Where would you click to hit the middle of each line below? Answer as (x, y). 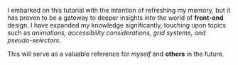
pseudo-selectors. (34, 40)
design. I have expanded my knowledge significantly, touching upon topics (117, 25)
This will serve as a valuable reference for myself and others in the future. (116, 54)
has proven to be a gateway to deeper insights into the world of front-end (115, 18)
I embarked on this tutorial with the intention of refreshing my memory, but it (119, 10)
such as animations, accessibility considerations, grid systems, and (107, 32)
